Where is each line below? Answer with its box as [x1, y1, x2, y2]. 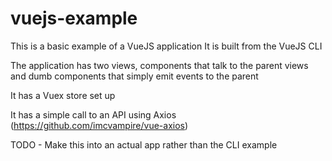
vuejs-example [10, 7, 138, 30]
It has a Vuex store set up [10, 89, 116, 101]
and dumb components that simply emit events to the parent [10, 70, 259, 82]
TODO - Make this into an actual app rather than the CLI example [10, 138, 278, 151]
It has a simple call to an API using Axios [10, 108, 177, 121]
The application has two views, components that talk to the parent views [10, 59, 309, 71]
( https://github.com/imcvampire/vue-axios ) [10, 119, 189, 131]
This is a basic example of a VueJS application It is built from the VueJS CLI [10, 40, 323, 52]
